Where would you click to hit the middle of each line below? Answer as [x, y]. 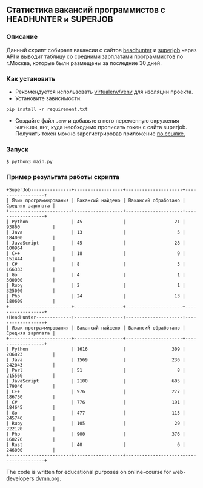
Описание [22, 37]
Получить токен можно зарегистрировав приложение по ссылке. [100, 134]
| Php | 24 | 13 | [96, 296]
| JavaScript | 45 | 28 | [96, 243]
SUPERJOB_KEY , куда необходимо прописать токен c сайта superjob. [101, 127]
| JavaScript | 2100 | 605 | [96, 381]
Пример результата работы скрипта [63, 177]
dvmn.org [48, 478]
